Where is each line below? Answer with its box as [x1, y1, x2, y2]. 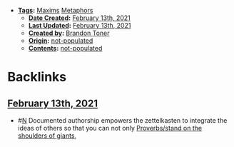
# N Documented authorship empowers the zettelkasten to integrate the [17, 116, 228, 124]
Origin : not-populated [28, 36, 93, 45]
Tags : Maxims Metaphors [17, 6, 93, 14]
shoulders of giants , [17, 131, 77, 140]
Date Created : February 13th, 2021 [28, 14, 131, 22]
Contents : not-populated [28, 44, 103, 52]
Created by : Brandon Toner [28, 29, 110, 37]
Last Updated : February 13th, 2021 [28, 21, 131, 29]
